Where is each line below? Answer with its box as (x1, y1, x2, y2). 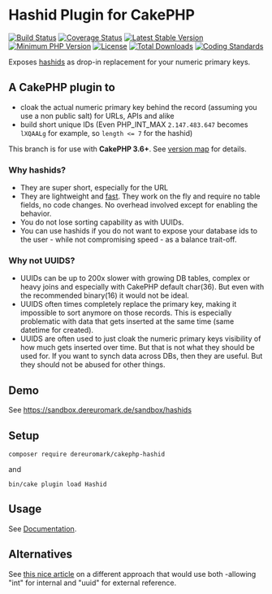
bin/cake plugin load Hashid (8, 480, 107, 488)
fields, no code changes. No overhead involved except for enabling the (19, 200, 258, 210)
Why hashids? (8, 164, 67, 176)
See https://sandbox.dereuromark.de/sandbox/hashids (8, 405, 192, 415)
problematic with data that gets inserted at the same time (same (19, 317, 235, 326)
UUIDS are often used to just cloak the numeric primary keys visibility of (19, 334, 261, 343)
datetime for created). (19, 325, 94, 335)
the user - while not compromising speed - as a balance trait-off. (19, 234, 237, 245)
